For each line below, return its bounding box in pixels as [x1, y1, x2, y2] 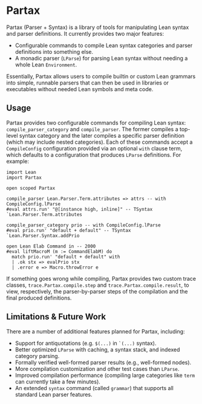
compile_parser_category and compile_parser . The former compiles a [6, 125, 178, 133]
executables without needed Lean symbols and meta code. [6, 85, 154, 92]
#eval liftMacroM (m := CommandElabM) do [6, 248, 112, 254]
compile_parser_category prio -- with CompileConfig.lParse [6, 222, 161, 228]
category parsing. [15, 352, 60, 359]
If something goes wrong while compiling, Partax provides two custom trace [6, 275, 197, 282]
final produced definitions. [6, 294, 72, 301]
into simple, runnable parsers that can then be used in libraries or [6, 79, 169, 86]
